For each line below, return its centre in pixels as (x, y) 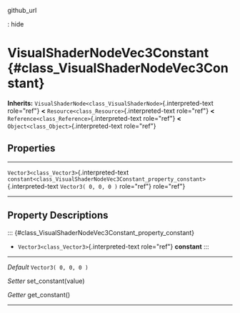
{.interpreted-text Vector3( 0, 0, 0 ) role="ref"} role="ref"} (96, 186)
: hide (16, 24)
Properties (31, 148)
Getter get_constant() (39, 294)
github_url (22, 10)
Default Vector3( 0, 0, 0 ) (48, 267)
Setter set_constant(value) (46, 281)
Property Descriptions (58, 215)
